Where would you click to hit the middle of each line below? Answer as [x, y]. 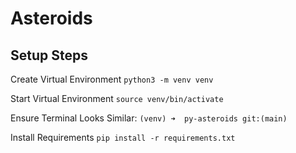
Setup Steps [49, 55]
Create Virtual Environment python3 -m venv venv [112, 79]
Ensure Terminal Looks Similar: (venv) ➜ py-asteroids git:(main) [149, 118]
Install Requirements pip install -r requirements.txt [123, 137]
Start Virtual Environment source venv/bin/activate [117, 98]
